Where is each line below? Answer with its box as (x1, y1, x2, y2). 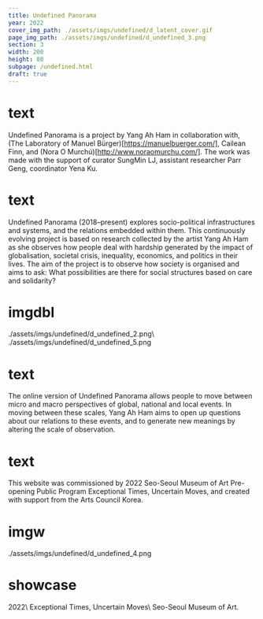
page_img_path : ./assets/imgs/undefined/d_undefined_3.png (8, 33, 206, 42)
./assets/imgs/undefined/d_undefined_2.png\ (8, 329, 155, 339)
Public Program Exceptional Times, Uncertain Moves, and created (36, 487, 250, 496)
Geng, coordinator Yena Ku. (8, 163, 98, 173)
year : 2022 (8, 19, 44, 27)
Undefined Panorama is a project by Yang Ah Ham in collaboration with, (8, 130, 240, 139)
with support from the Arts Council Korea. (8, 495, 143, 505)
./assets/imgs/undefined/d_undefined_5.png (8, 338, 152, 347)
